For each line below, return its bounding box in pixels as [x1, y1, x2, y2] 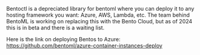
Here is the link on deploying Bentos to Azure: [6, 36, 121, 42]
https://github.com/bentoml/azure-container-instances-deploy [6, 42, 162, 49]
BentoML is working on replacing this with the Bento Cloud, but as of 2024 [6, 18, 193, 25]
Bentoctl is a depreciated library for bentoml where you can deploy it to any [6, 5, 195, 12]
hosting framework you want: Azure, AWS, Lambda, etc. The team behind [6, 11, 190, 19]
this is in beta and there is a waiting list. [6, 24, 105, 31]
